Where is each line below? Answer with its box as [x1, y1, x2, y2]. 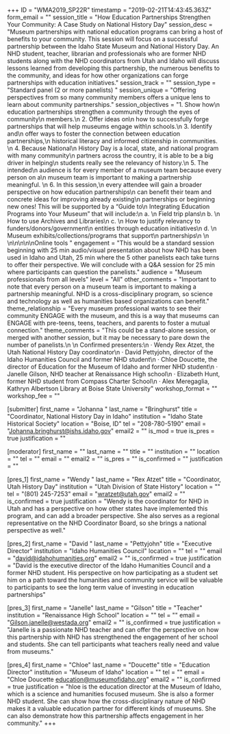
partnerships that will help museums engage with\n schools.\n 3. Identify [7, 123, 212, 130]
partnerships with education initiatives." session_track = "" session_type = [7, 79, 216, 86]
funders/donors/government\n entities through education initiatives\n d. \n [7, 224, 217, 232]
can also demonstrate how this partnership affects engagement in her [7, 712, 204, 720]
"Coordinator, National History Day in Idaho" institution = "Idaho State [7, 413, 203, 420]
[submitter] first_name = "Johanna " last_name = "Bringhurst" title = [7, 405, 199, 413]
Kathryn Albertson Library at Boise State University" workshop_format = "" [7, 384, 218, 393]
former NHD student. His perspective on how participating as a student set [7, 569, 218, 576]
